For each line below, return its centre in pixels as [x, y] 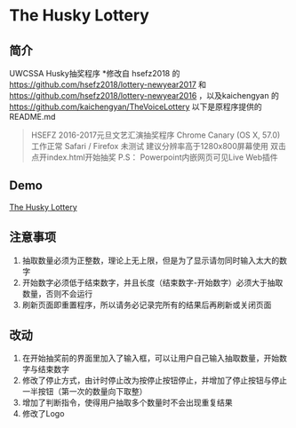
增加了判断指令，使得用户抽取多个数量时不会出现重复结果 [127, 403]
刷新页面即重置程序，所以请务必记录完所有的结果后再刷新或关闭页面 [147, 305]
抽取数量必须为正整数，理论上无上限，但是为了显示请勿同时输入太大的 [151, 260]
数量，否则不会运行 [57, 293]
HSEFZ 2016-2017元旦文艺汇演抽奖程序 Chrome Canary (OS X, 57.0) [156, 135]
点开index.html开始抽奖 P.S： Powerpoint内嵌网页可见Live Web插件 [154, 157]
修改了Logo [43, 414]
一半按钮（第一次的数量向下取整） [84, 392]
